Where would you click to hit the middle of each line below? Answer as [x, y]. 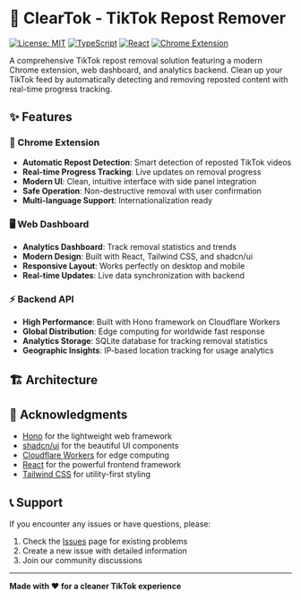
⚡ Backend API [42, 299]
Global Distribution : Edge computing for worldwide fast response [144, 331]
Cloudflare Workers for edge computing [96, 455]
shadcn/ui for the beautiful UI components [100, 446]
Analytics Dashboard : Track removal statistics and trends [129, 246]
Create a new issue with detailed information [105, 551]
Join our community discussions [82, 561]
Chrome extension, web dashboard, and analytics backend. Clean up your [146, 70]
